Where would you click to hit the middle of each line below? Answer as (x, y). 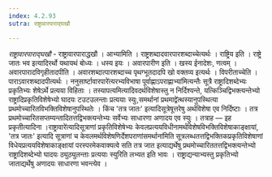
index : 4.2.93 (32, 16)
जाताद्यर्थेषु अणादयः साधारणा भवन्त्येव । (58, 163)
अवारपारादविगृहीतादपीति (39, 72)
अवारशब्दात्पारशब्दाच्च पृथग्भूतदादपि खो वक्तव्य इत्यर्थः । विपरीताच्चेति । (167, 72)
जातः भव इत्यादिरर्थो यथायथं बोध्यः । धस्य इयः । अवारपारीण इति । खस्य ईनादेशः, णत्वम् (119, 63)
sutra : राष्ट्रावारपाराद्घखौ (39, 24)
